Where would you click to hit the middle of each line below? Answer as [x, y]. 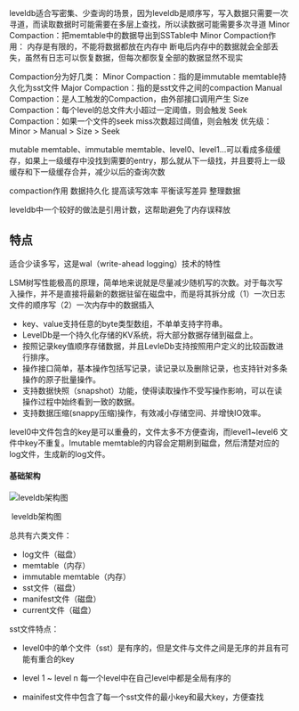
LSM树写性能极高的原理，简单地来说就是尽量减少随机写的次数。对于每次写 [146, 282]
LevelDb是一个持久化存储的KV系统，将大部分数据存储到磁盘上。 [140, 335]
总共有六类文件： [40, 535]
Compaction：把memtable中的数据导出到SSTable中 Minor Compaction [139, 35]
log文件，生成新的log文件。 [60, 454]
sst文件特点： [34, 629]
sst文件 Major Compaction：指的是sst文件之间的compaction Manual [158, 88]
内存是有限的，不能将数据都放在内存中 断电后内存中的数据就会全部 [149, 46]
